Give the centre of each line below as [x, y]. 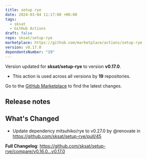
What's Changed [32, 119]
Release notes [28, 101]
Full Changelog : [22, 146]
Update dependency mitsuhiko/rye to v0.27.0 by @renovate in [76, 131]
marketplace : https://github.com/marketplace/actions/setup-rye [74, 43]
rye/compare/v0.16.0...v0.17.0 [35, 151]
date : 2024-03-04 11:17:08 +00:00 [41, 15]
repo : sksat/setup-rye [29, 38]
